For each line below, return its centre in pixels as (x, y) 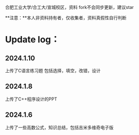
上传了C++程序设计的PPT (31, 99)
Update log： (32, 40)
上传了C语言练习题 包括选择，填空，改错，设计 (53, 70)
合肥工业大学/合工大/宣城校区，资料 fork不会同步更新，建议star (69, 7)
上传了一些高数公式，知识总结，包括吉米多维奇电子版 (59, 127)
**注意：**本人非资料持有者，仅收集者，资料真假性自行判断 (66, 18)
